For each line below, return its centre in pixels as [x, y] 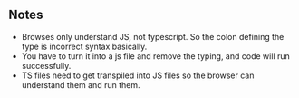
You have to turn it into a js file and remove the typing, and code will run [156, 56]
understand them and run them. [81, 84]
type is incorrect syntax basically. [84, 46]
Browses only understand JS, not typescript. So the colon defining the [153, 36]
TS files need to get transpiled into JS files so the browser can [138, 75]
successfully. [46, 65]
